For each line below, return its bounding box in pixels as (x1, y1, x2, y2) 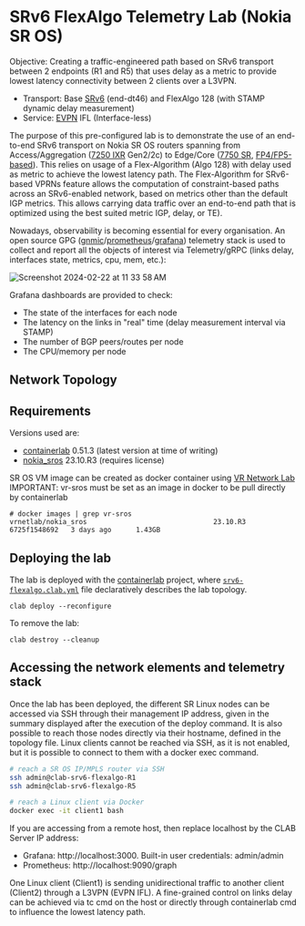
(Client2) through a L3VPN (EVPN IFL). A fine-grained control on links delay (9, 887, 293, 899)
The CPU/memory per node (22, 345, 127, 356)
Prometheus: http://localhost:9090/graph (22, 859, 178, 871)
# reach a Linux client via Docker (9, 797, 145, 808)
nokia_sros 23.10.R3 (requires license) (22, 455, 166, 466)
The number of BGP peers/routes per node (22, 335, 184, 347)
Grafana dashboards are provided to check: (9, 289, 173, 300)
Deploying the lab (9, 550, 112, 566)
